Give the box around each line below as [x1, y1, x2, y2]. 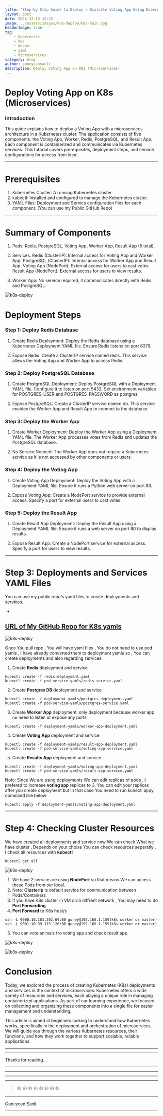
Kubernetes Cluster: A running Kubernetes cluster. [12, 190, 113, 196]
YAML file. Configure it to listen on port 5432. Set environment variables [12, 386, 156, 392]
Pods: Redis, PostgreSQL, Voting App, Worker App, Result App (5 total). [12, 243, 155, 249]
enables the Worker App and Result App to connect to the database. [12, 406, 149, 412]
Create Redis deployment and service [12, 665, 88, 670]
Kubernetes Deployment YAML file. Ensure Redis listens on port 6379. [12, 343, 152, 349]
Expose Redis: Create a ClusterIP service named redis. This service [12, 352, 147, 358]
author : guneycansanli [5, 61, 51, 66]
